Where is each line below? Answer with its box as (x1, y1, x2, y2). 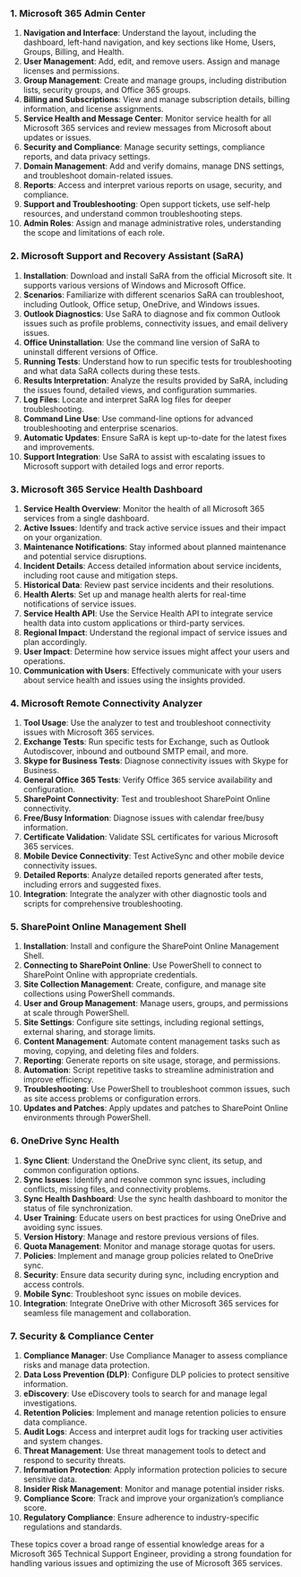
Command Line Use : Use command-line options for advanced (22, 413, 254, 424)
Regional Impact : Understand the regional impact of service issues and (22, 626, 288, 638)
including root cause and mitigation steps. (22, 570, 178, 581)
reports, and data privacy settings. (22, 151, 150, 162)
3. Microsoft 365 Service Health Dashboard (10, 483, 203, 496)
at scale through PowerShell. (22, 1007, 130, 1019)
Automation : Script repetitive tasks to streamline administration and (22, 1064, 274, 1075)
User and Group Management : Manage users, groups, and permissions (22, 998, 289, 1009)
